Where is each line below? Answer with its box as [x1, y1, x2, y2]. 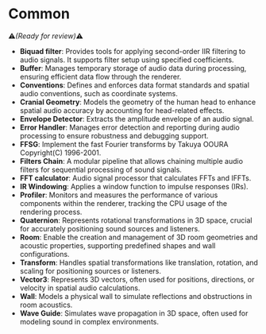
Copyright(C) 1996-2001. [19, 148, 102, 157]
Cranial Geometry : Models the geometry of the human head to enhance [19, 97, 256, 107]
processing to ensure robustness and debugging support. [19, 130, 209, 140]
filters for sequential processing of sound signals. [19, 165, 183, 174]
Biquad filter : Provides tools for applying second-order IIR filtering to [19, 46, 246, 56]
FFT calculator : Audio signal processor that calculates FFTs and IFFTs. [19, 173, 252, 183]
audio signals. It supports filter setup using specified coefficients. [19, 55, 234, 64]
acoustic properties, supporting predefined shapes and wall [19, 240, 216, 250]
